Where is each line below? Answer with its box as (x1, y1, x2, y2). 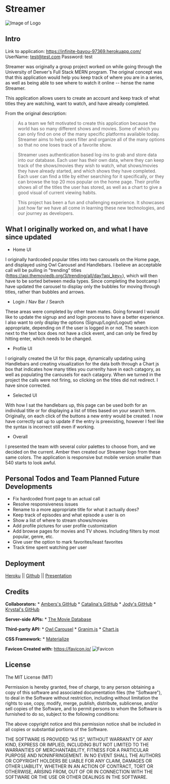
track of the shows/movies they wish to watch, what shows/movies (17, 162, 158, 169)
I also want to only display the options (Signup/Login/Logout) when (5, 319, 146, 325)
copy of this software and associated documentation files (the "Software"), (5, 689, 162, 695)
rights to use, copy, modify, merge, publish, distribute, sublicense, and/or (5, 700, 158, 706)
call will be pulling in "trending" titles (5, 267, 82, 273)
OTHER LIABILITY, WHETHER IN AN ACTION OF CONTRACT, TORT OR (5, 763, 153, 769)
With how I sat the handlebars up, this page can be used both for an (5, 402, 148, 408)
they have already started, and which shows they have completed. (17, 167, 157, 174)
